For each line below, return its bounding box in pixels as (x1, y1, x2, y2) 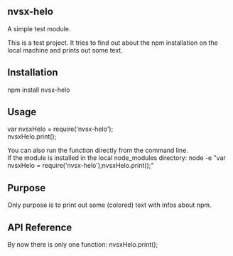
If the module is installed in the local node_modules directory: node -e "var (7, 154, 226, 162)
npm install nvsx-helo (7, 85, 70, 94)
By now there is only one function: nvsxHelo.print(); (7, 240, 158, 249)
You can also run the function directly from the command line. (7, 146, 188, 155)
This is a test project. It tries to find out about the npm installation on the (7, 38, 218, 47)
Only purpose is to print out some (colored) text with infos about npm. (7, 201, 212, 209)
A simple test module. (7, 24, 71, 33)
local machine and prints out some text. (7, 46, 123, 54)
